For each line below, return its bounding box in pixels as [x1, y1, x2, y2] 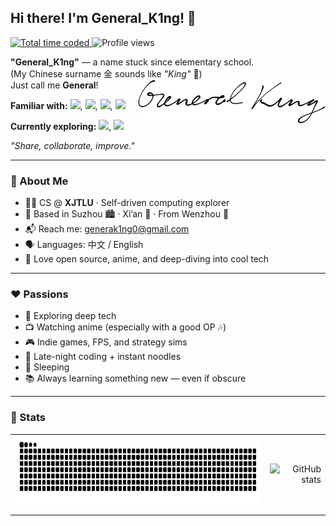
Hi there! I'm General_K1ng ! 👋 [10, 10, 197, 27]
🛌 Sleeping [24, 361, 70, 373]
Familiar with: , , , [10, 99, 113, 111]
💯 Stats [10, 411, 46, 425]
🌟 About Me [10, 174, 69, 188]
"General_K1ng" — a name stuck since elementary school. [10, 56, 255, 68]
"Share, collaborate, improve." [10, 139, 135, 151]
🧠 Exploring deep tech [24, 310, 117, 322]
